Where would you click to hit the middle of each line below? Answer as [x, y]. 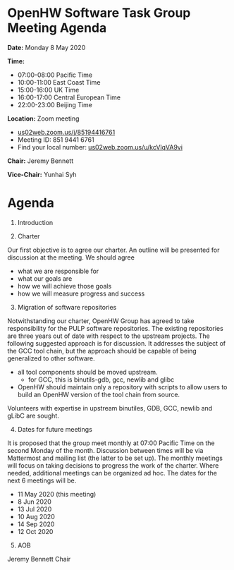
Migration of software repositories [67, 307]
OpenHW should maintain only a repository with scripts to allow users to [122, 387]
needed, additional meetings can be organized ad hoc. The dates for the [112, 473]
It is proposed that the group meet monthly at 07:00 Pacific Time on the [111, 443]
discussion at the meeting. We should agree [71, 257]
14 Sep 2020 [36, 524]
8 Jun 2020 [34, 502]
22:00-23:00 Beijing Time [55, 104]
